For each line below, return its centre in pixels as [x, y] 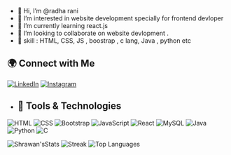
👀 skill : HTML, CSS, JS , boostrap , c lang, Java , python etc [104, 41]
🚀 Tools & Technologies [69, 106]
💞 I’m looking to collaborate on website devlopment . [93, 33]
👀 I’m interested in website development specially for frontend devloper [120, 18]
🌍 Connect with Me [51, 63]
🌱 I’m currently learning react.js [63, 26]
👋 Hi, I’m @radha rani [48, 11]
